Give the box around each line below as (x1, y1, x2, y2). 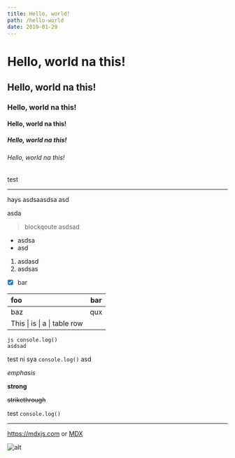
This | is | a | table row (10, 318, 83, 328)
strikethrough (7, 396, 46, 404)
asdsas (17, 264, 38, 274)
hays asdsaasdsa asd (7, 196, 70, 204)
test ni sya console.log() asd (7, 355, 92, 363)
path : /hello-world (7, 17, 64, 24)
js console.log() (7, 337, 58, 344)
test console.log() (7, 410, 61, 418)
